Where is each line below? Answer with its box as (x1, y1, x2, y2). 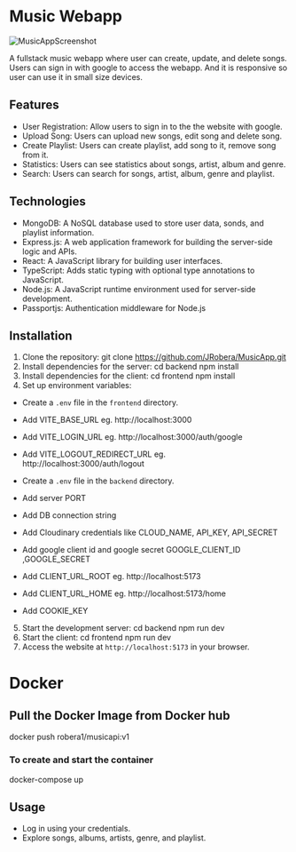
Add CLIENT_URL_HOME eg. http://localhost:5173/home (21, 588, 226, 599)
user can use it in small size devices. (9, 71, 144, 82)
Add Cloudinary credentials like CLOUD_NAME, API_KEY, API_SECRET (21, 527, 278, 538)
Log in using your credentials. (21, 824, 131, 834)
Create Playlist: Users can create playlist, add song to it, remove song (21, 139, 277, 150)
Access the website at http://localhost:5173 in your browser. (21, 641, 250, 652)
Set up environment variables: (21, 380, 132, 391)
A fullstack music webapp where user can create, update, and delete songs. (9, 52, 288, 63)
